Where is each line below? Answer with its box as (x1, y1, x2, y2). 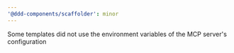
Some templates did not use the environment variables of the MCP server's (7, 30, 227, 38)
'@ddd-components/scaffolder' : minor (7, 10, 119, 18)
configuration (7, 37, 47, 46)
